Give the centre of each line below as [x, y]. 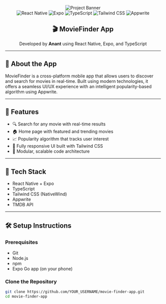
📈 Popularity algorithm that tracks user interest [61, 139]
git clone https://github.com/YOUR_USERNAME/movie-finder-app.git [75, 292]
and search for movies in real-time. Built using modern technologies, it [77, 81]
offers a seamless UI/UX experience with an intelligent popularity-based [78, 86]
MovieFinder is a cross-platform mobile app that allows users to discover [79, 76]
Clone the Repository [31, 281]
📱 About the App [31, 64]
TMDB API [23, 205]
